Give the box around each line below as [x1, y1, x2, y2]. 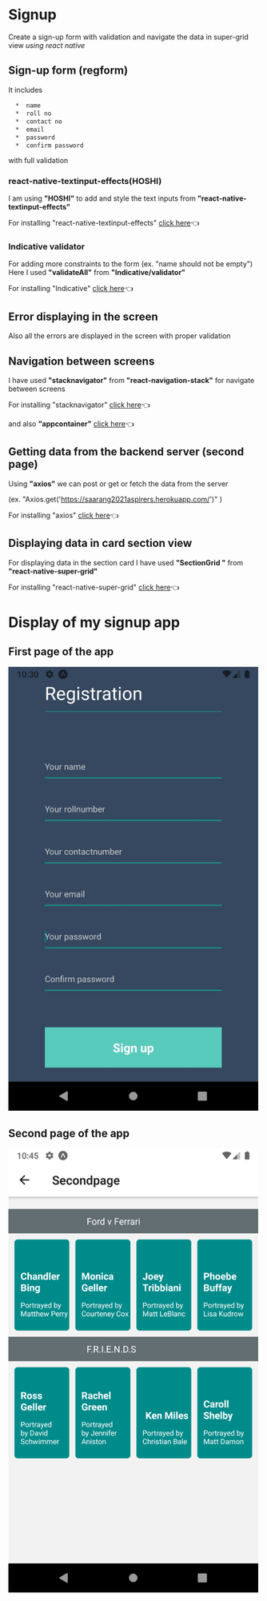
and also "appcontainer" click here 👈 [8, 418, 134, 429]
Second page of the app [8, 1126, 130, 1140]
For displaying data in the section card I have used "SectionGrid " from [8, 557, 244, 567]
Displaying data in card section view [8, 537, 193, 550]
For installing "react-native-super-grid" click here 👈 [8, 582, 180, 592]
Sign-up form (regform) [8, 64, 129, 78]
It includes [8, 85, 42, 94]
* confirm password [15, 142, 84, 150]
